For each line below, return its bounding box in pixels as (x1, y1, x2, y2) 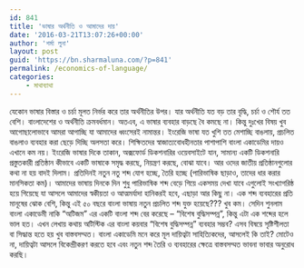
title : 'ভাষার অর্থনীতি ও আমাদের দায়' (9, 22, 120, 31)
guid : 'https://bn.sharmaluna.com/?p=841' (9, 55, 172, 65)
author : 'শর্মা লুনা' (9, 38, 71, 48)
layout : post (9, 47, 59, 56)
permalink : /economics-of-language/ (9, 65, 148, 74)
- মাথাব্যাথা (25, 81, 54, 90)
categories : (9, 73, 54, 82)
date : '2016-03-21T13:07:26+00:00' (9, 30, 144, 39)
